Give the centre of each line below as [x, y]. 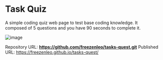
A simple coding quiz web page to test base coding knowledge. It [71, 23]
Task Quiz [26, 9]
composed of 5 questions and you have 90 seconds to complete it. [73, 28]
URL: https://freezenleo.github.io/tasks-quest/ [52, 52]
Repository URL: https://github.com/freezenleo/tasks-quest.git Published [82, 47]
